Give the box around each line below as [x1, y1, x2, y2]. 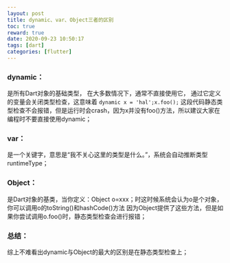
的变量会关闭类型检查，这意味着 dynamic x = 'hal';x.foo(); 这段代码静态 [7, 98, 218, 106]
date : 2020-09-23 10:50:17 [7, 36, 84, 43]
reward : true [7, 29, 45, 36]
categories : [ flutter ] [7, 49, 72, 56]
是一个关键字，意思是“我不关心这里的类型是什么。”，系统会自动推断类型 [7, 150, 208, 159]
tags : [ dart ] [7, 42, 45, 49]
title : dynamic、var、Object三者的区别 [7, 16, 114, 23]
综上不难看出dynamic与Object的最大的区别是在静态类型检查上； [7, 248, 189, 256]
